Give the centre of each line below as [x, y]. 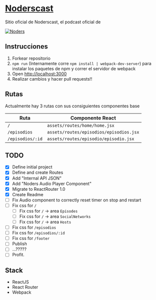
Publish [20, 244]
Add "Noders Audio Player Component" [52, 183]
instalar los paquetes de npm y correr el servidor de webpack [74, 68]
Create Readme [28, 194]
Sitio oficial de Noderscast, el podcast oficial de [53, 22]
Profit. [18, 255]
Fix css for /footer [31, 238]
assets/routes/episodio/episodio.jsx [91, 139]
